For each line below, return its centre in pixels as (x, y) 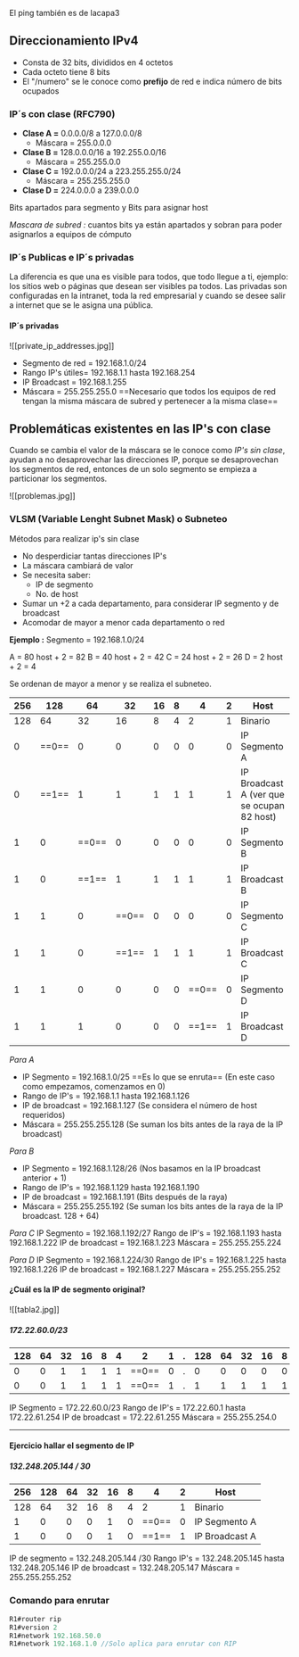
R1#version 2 (33, 1628)
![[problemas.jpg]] (42, 496)
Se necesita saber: (56, 575)
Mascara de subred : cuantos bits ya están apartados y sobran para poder (146, 225)
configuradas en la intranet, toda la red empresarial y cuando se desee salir (148, 296)
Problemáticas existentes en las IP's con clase (140, 429)
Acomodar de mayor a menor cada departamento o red (123, 622)
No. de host (57, 593)
